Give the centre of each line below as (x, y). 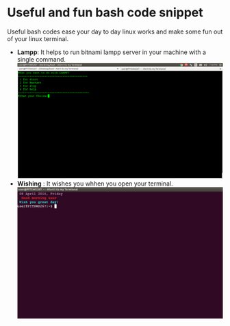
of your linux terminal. (38, 38)
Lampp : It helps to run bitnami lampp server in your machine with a (112, 52)
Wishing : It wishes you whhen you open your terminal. (95, 184)
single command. (41, 59)
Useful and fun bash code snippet (105, 13)
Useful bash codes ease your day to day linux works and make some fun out (115, 32)
